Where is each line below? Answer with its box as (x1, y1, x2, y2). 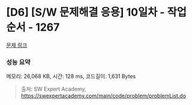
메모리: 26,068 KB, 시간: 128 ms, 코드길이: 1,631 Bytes (6, 73, 136, 80)
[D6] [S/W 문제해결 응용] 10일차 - (6, 5, 165, 19)
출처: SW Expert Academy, (20, 85, 86, 93)
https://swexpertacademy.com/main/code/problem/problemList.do (20, 92, 187, 100)
